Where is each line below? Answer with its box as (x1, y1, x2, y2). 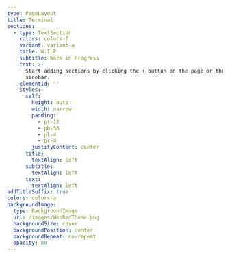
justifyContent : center (31, 144, 99, 151)
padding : (31, 112, 57, 119)
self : (25, 93, 41, 100)
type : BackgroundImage (13, 208, 78, 215)
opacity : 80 (13, 239, 48, 247)
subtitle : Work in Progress (19, 55, 99, 62)
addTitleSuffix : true (7, 188, 69, 195)
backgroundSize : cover (13, 220, 78, 227)
